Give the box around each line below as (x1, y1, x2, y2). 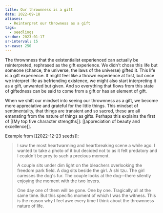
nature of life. (17, 203, 44, 209)
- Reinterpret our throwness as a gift (9, 21, 91, 26)
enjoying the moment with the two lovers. (17, 178, 101, 184)
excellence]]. (5, 123, 31, 129)
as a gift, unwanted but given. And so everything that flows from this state (5, 83, 154, 88)
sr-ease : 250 (5, 43, 32, 48)
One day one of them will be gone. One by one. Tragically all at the (17, 187, 151, 193)
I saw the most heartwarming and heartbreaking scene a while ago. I (17, 142, 155, 148)
